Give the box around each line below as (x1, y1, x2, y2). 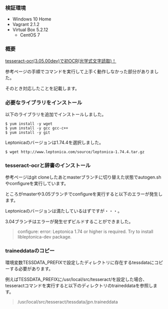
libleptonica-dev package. (17, 234, 72, 240)
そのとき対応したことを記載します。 (5, 85, 80, 91)
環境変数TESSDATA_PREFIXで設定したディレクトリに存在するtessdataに (5, 259, 154, 265)
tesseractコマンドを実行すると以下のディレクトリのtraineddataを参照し (5, 282, 153, 288)
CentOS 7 (20, 32, 40, 38)
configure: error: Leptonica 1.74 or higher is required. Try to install (17, 228, 154, 234)
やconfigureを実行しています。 (5, 180, 69, 186)
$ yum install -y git (5, 130, 51, 135)
